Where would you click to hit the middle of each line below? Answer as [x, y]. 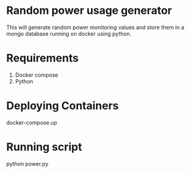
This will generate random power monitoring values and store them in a [95, 27]
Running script [44, 147]
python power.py [27, 163]
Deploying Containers [63, 106]
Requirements [42, 58]
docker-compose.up [32, 122]
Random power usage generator [89, 11]
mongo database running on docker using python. [69, 33]
